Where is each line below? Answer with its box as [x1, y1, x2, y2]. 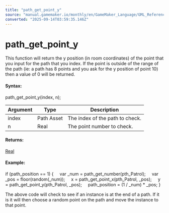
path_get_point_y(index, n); [5, 94, 61, 100]
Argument [8, 106, 33, 113]
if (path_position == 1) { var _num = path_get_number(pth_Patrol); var [5, 171, 159, 177]
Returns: [5, 137, 24, 143]
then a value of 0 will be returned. [5, 71, 75, 77]
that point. [5, 202, 27, 208]
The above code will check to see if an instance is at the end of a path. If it [5, 191, 159, 197]
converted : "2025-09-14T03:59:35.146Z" [5, 17, 89, 22]
